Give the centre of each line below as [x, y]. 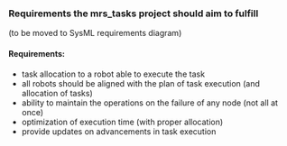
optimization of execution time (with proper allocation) [122, 122]
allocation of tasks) [57, 93]
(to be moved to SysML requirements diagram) [95, 33]
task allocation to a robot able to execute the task [113, 74]
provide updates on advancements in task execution [119, 131]
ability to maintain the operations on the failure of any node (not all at [150, 103]
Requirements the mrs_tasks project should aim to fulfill [134, 14]
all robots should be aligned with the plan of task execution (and [141, 83]
